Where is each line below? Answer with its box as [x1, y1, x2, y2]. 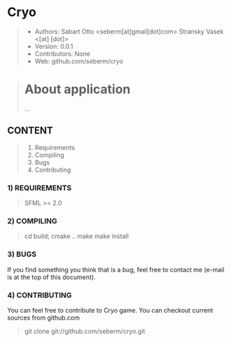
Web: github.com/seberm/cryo [34, 57, 124, 65]
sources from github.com [7, 313, 80, 322]
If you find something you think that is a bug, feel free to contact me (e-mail [7, 265, 225, 274]
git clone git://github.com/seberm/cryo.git [24, 327, 145, 335]
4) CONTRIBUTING [7, 290, 72, 300]
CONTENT [7, 125, 54, 137]
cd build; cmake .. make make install [24, 232, 129, 241]
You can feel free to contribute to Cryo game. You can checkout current [7, 306, 214, 314]
